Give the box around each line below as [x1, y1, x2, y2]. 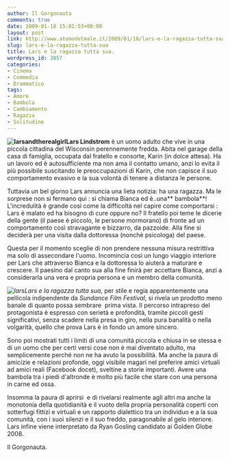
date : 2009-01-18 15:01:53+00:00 [7, 23, 103, 29]
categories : [7, 61, 41, 68]
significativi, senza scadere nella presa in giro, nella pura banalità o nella [7, 315, 212, 324]
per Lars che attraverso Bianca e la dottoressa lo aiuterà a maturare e [7, 258, 203, 267]
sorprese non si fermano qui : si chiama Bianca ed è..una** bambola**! [7, 194, 207, 202]
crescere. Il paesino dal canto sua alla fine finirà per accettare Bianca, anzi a [7, 265, 222, 274]
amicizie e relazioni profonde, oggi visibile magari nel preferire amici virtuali [7, 358, 220, 366]
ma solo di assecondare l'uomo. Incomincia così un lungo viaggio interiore [7, 251, 217, 259]
